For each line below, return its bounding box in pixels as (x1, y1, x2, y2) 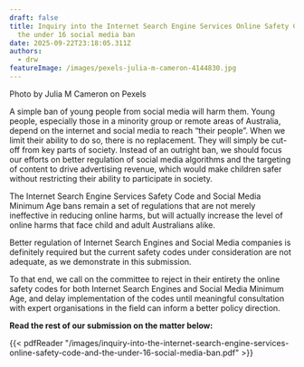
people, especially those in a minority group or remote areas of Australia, (9, 115, 281, 127)
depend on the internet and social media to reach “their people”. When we (9, 125, 286, 136)
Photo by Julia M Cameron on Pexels (9, 88, 147, 99)
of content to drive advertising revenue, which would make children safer (9, 164, 282, 174)
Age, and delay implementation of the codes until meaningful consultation (9, 293, 285, 304)
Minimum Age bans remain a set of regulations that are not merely (9, 200, 256, 211)
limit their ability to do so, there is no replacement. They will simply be (9, 135, 270, 146)
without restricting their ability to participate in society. (9, 173, 213, 183)
